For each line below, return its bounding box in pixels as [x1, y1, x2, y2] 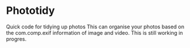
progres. [6, 35, 27, 42]
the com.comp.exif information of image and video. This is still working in [6, 29, 184, 36]
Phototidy [6, 4, 55, 17]
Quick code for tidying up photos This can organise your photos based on [6, 23, 185, 30]
